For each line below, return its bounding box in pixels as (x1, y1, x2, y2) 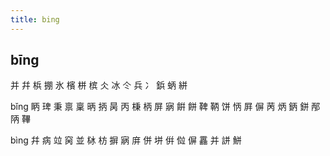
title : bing (10, 14, 60, 25)
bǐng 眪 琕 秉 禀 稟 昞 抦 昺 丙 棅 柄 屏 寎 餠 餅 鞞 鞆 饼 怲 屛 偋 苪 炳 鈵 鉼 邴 (10, 101, 321, 113)
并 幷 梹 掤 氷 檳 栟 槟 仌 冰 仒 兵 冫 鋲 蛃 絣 (10, 79, 188, 91)
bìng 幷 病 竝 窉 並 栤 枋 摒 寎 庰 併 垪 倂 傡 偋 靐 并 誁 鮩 (10, 134, 242, 146)
